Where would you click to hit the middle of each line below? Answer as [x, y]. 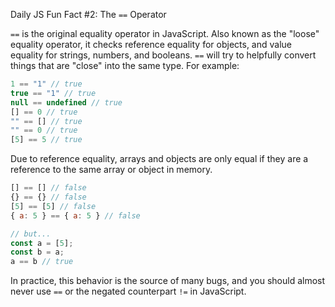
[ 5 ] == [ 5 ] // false [53, 206]
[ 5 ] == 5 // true [46, 140]
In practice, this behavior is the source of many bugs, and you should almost [168, 281]
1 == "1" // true [46, 84]
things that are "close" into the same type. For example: [125, 65]
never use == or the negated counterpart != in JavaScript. [128, 291]
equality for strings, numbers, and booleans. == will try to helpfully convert [163, 55]
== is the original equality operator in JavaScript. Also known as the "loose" [165, 33]
